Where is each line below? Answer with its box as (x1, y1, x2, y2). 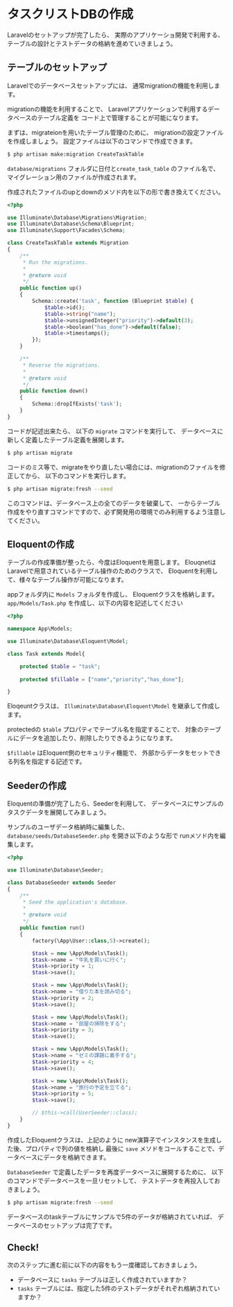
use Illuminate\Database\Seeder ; (7, 867, 104, 874)
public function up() (19, 285, 82, 292)
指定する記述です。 (31, 758, 86, 766)
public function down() (19, 388, 89, 394)
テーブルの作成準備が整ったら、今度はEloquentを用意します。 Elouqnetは (7, 558, 216, 567)
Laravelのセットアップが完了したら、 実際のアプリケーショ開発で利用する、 (7, 31, 224, 39)
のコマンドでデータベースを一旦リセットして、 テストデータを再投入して (7, 1176, 215, 1185)
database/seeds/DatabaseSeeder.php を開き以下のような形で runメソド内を (7, 831, 220, 840)
